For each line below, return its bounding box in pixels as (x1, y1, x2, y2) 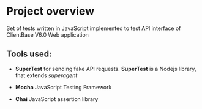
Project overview (6, 4, 95, 18)
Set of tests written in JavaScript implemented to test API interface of (6, 24, 181, 32)
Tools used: (6, 49, 52, 59)
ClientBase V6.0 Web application (6, 31, 89, 38)
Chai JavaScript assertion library (15, 95, 99, 102)
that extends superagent (15, 72, 78, 79)
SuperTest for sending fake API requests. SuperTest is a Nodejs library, (15, 65, 196, 72)
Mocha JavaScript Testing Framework (15, 83, 112, 91)
